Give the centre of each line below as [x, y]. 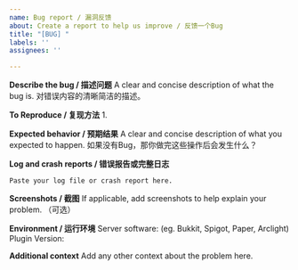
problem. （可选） [42, 209]
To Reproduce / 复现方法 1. [59, 115]
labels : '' [29, 42]
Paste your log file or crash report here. [91, 181]
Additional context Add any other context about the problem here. [131, 256]
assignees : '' [36, 51]
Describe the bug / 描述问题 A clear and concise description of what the [141, 85]
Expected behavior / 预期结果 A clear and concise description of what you [146, 134]
